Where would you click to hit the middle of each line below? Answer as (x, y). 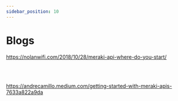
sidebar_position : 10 (33, 11)
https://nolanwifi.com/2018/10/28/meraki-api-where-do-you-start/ (86, 57)
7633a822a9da (25, 92)
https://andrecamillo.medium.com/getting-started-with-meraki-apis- (89, 86)
